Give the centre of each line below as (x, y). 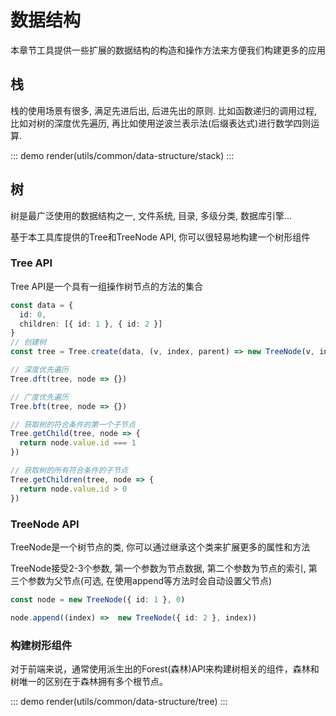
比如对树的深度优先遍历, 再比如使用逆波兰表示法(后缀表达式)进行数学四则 (161, 123)
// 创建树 (28, 342)
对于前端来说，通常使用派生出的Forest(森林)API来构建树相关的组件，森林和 (165, 668)
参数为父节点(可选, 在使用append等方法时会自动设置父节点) (150, 580)
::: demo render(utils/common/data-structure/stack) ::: (122, 155)
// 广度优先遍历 (39, 397)
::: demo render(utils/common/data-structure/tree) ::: (119, 701)
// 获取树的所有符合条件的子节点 (69, 471)
